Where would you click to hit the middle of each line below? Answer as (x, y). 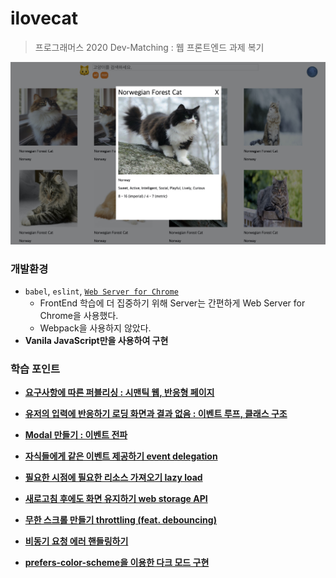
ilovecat (44, 18)
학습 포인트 (35, 369)
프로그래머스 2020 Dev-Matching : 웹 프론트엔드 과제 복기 (149, 47)
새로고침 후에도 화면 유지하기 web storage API (116, 499)
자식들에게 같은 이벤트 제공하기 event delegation (121, 456)
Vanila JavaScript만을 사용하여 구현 (96, 341)
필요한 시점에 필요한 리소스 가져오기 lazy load (113, 478)
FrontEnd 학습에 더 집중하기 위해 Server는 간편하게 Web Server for (172, 303)
